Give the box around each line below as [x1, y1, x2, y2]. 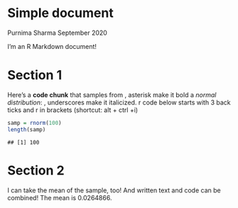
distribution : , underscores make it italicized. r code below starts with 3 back [7, 98, 231, 106]
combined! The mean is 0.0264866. [7, 193, 112, 202]
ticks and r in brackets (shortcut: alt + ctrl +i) [7, 105, 139, 114]
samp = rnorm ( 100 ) [7, 119, 62, 126]
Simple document [7, 5, 114, 21]
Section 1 [7, 67, 63, 83]
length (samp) [7, 126, 46, 133]
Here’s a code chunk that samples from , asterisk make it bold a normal [7, 90, 217, 99]
